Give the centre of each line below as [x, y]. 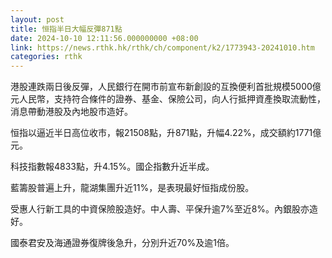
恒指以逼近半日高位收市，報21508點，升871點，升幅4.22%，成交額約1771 [161, 133]
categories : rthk [46, 57]
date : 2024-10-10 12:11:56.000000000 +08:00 [104, 38]
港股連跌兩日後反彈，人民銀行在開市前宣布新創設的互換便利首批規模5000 [161, 87]
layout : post [37, 19]
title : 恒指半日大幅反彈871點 [66, 29]
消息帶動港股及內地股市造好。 [71, 112]
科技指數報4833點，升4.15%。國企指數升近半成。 [112, 167]
